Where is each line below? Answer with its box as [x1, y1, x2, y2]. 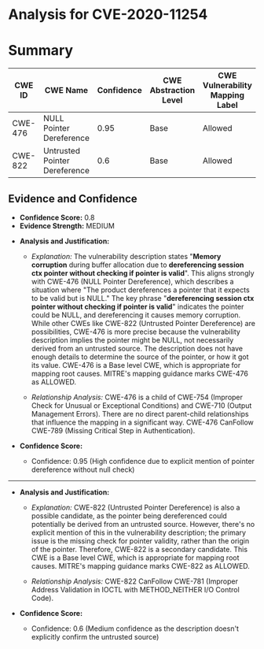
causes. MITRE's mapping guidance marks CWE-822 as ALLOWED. [31, 561, 250, 570]
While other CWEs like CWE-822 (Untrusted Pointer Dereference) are [31, 318, 255, 328]
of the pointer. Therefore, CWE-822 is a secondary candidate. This [31, 544, 248, 554]
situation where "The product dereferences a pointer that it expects [31, 285, 250, 295]
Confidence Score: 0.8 [19, 213, 95, 222]
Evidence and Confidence [8, 191, 137, 206]
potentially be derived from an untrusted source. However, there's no [31, 519, 255, 528]
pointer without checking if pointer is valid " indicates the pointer [31, 302, 244, 311]
